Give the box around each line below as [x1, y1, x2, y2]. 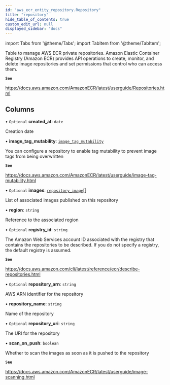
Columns [5, 105, 35, 114]
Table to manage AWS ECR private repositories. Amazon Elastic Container [5, 50, 160, 56]
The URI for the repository [5, 330, 60, 336]
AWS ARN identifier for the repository [5, 291, 84, 297]
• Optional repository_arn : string [5, 281, 76, 287]
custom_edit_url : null [5, 21, 53, 27]
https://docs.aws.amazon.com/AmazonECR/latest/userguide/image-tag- [5, 172, 157, 178]
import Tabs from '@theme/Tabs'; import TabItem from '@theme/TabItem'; [5, 40, 161, 46]
